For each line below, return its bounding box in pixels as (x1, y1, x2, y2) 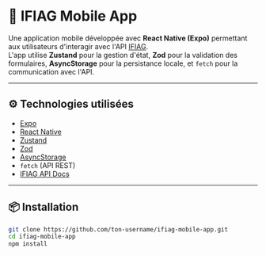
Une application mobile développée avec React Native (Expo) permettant (8, 33, 248, 43)
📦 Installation (8, 201, 79, 214)
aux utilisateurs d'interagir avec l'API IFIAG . (8, 41, 149, 51)
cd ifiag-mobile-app (8, 233, 77, 241)
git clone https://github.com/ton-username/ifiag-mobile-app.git (8, 225, 228, 233)
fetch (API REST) (19, 160, 76, 170)
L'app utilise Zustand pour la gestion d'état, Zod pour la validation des (8, 50, 237, 59)
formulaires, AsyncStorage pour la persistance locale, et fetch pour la (8, 59, 238, 68)
